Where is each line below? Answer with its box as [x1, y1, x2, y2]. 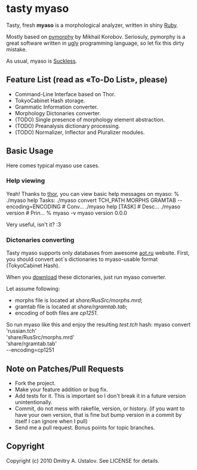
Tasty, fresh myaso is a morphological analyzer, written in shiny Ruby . [6, 21, 178, 29]
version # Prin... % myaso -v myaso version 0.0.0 [6, 209, 127, 216]
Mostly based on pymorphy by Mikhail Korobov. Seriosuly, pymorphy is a [6, 33, 186, 40]
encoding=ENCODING [6, 202, 61, 210]
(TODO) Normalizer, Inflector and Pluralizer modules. [14, 128, 145, 136]
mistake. [6, 45, 27, 53]
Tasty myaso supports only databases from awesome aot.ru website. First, [6, 250, 190, 257]
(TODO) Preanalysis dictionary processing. [14, 122, 121, 130]
